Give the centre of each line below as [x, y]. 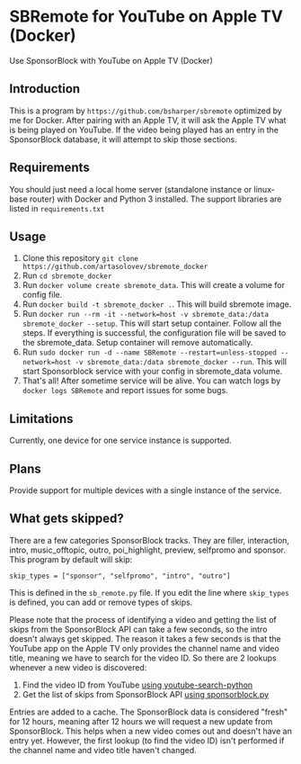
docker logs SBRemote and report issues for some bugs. [125, 391]
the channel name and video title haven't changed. [103, 750]
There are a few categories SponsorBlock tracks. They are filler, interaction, [150, 540]
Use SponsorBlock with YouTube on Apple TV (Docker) [111, 60]
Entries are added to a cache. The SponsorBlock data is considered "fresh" [149, 712]
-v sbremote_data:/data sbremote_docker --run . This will [181, 362]
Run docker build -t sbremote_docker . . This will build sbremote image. [157, 304]
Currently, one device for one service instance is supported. [120, 440]
